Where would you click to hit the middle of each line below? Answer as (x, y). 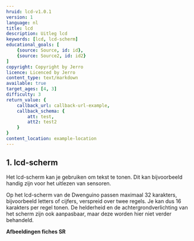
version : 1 (20, 17)
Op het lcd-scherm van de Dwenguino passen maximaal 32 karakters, (92, 195)
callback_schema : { (41, 111)
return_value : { (26, 100)
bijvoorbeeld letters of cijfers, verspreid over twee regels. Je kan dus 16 (94, 201)
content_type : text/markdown (42, 78)
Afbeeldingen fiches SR (36, 232)
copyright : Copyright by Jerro (45, 67)
